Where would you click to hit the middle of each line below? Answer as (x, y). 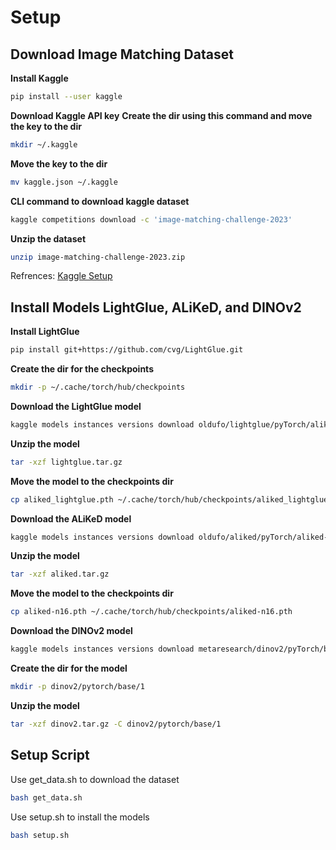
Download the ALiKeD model (71, 518)
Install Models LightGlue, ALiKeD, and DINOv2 (156, 307)
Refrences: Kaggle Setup (61, 276)
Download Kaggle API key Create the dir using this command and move (161, 115)
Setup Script (50, 755)
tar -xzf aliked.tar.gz (60, 574)
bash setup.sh (40, 835)
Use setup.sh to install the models (80, 817)
